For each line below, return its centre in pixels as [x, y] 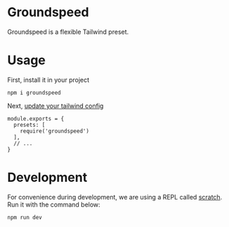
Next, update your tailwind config [55, 106]
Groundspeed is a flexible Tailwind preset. [68, 32]
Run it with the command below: [54, 204]
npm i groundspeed [34, 92]
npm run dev [25, 217]
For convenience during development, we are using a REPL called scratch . [115, 197]
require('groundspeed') [55, 131]
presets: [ [30, 125]
